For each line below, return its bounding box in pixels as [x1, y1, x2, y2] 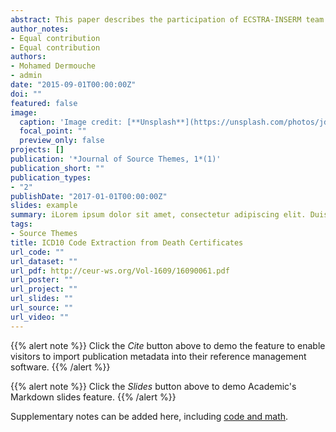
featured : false [10, 98, 78, 108]
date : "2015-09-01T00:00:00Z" [10, 80, 137, 90]
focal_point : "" [19, 126, 87, 136]
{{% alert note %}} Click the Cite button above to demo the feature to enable [10, 339, 326, 351]
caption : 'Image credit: [19, 117, 123, 127]
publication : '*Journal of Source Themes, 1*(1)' [10, 154, 222, 164]
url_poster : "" [10, 275, 74, 285]
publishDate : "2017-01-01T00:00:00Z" [10, 191, 168, 201]
